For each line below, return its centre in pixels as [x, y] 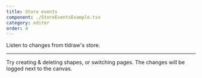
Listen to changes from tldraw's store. [53, 45]
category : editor [28, 23]
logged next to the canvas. [39, 68]
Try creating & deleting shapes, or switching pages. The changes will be [96, 63]
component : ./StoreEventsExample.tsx [54, 17]
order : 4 [17, 28]
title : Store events [32, 12]
